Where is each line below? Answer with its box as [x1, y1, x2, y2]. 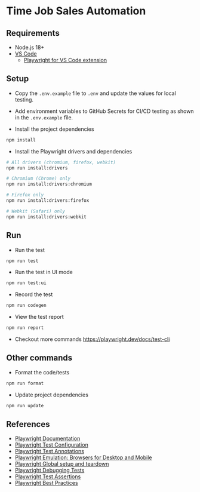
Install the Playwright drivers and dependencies [14, 147, 133, 155]
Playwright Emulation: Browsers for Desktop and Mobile [14, 454, 152, 461]
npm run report [6, 325, 44, 331]
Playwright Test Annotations [14, 448, 85, 455]
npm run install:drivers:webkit [6, 214, 87, 220]
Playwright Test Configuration [14, 441, 88, 448]
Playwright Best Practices [14, 479, 79, 487]
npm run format [6, 380, 44, 386]
